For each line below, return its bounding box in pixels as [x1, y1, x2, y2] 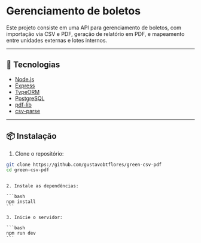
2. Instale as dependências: [6, 183, 79, 189]
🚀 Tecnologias [6, 60, 60, 70]
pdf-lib [14, 101, 32, 108]
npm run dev [6, 230, 36, 236]
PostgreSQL [14, 95, 45, 102]
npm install [6, 199, 36, 205]
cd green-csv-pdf [6, 167, 50, 173]
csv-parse [14, 107, 41, 114]
